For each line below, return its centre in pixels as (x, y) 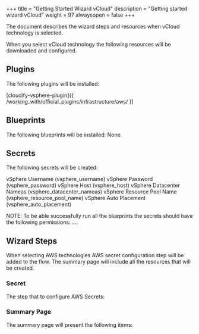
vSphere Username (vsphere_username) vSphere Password (80, 179)
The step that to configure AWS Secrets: (56, 296)
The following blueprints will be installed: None (63, 135)
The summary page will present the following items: (70, 324)
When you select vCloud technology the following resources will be (89, 44)
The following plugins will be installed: (53, 83)
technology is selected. (35, 33)
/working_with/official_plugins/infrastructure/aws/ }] (70, 101)
